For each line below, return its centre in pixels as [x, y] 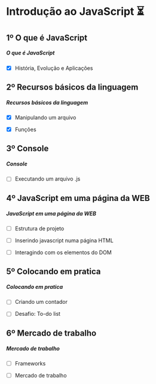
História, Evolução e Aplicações [54, 68]
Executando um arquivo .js [48, 179]
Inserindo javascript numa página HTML [64, 240]
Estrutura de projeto [39, 228]
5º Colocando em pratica [53, 272]
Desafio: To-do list [38, 314]
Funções [26, 130]
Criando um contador [41, 302]
